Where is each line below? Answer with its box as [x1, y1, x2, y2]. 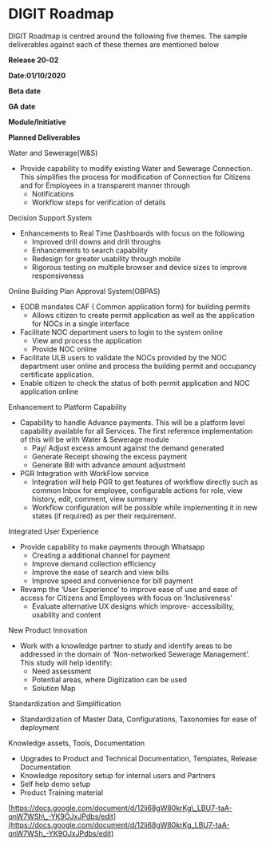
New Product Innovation [8, 625, 88, 635]
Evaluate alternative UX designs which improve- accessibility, [31, 601, 235, 611]
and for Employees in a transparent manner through [19, 181, 190, 190]
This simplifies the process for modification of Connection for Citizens [19, 172, 251, 181]
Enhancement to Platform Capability [8, 402, 127, 411]
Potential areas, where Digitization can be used [31, 674, 188, 684]
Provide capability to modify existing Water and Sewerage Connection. [19, 163, 253, 173]
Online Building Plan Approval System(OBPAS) [8, 286, 161, 296]
